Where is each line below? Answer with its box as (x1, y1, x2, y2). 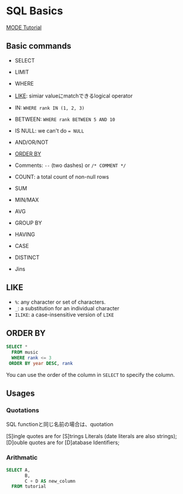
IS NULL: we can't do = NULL (14, 127, 84, 134)
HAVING (14, 231, 36, 238)
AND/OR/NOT (14, 139, 49, 146)
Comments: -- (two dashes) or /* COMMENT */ (14, 162, 127, 169)
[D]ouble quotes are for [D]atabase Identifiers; (6, 439, 120, 446)
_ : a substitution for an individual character (14, 304, 120, 311)
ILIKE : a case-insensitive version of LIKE (14, 311, 114, 318)
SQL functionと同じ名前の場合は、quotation (6, 420, 114, 427)
